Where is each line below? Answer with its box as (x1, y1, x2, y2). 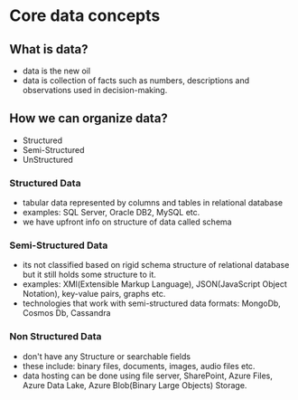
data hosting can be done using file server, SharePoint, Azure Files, (22, 370, 274, 381)
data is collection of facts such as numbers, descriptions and (22, 75, 250, 86)
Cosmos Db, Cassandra (22, 308, 111, 319)
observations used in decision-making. (22, 85, 168, 95)
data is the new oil (22, 65, 91, 76)
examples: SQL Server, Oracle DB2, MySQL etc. (22, 207, 200, 218)
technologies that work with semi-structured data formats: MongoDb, (22, 298, 282, 309)
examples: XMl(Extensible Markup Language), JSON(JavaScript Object (22, 279, 287, 290)
